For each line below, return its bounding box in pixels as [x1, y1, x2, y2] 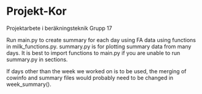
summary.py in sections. [6, 56, 69, 63]
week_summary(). [6, 81, 52, 88]
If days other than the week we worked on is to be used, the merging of [6, 67, 187, 74]
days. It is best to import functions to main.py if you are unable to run [6, 49, 181, 56]
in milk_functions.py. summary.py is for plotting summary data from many [6, 43, 192, 50]
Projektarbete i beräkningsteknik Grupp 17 [6, 24, 112, 32]
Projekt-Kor [6, 4, 67, 18]
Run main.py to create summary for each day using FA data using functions [6, 36, 196, 43]
